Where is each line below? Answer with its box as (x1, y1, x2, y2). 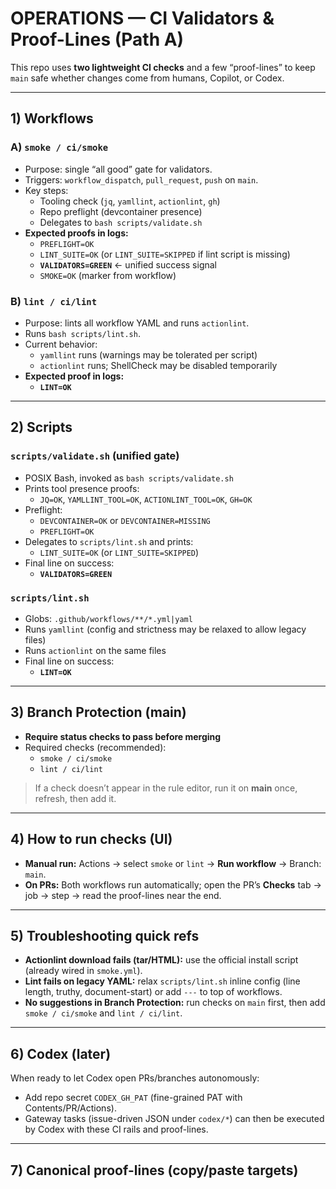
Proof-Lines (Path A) (10, 28, 185, 51)
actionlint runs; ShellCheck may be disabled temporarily (39, 359, 278, 371)
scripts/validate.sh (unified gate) (10, 449, 180, 463)
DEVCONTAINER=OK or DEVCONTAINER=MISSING (39, 514, 211, 526)
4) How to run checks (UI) (10, 831, 173, 848)
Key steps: (24, 184, 69, 196)
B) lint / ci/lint (10, 294, 98, 308)
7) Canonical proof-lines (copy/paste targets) (10, 1162, 299, 1179)
